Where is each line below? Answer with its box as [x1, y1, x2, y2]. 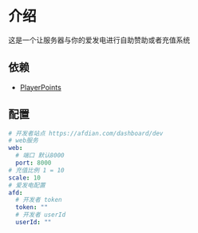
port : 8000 [15, 159, 52, 168]
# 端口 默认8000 [15, 152, 65, 160]
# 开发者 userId [15, 211, 66, 219]
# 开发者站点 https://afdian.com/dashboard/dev [8, 129, 164, 137]
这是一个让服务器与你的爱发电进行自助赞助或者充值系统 [8, 35, 190, 45]
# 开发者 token [15, 196, 62, 204]
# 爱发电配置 [8, 181, 46, 189]
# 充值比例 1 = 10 [8, 166, 65, 174]
